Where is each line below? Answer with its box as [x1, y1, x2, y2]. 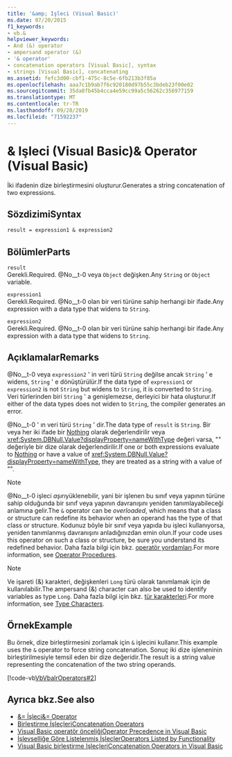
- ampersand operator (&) [7, 49, 82, 56]
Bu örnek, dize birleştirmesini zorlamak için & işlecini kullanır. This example [7, 638, 218, 646]
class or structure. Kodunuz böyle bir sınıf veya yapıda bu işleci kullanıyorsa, [7, 521, 225, 529]
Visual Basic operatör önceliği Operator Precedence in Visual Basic [17, 726, 207, 735]
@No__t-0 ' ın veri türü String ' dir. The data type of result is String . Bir [7, 420, 211, 429]
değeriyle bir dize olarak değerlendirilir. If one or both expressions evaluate [7, 442, 220, 451]
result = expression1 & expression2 [7, 227, 113, 234]
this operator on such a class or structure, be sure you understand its [7, 536, 205, 544]
